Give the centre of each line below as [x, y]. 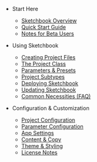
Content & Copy [41, 139]
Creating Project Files [48, 57]
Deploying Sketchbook [50, 83]
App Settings [38, 133]
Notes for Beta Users [48, 34]
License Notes [39, 153]
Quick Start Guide [43, 27]
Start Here [25, 9]
